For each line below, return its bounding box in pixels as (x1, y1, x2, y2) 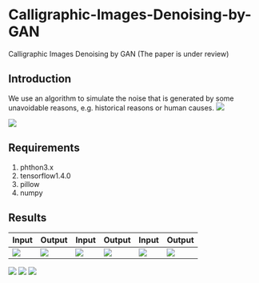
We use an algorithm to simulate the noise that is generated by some (8, 94, 234, 103)
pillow (19, 179, 40, 189)
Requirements (8, 141, 80, 155)
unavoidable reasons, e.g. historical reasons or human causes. (8, 102, 214, 113)
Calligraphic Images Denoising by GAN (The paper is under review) (8, 49, 229, 58)
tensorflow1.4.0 (19, 170, 71, 181)
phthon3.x (19, 162, 54, 172)
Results (8, 210, 47, 225)
